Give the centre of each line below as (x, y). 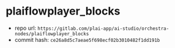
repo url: (25, 28)
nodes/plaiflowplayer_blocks (52, 34)
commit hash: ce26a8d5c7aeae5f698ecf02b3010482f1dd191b (87, 39)
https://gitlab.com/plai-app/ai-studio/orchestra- (103, 29)
